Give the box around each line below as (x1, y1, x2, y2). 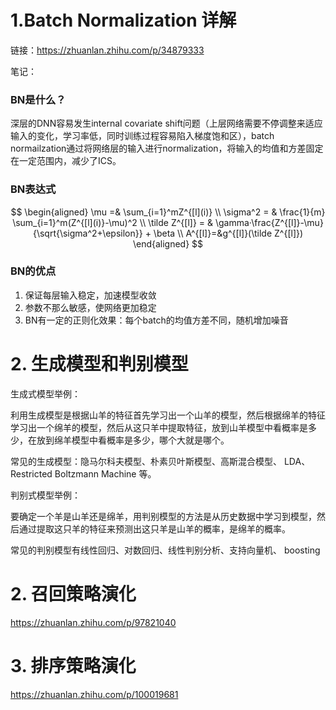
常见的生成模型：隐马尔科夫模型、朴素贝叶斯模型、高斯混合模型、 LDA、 (10, 455, 311, 467)
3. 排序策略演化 (10, 654, 137, 677)
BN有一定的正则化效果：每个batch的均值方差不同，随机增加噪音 (24, 314, 289, 326)
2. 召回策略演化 (10, 582, 137, 605)
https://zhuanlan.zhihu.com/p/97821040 (10, 616, 177, 628)
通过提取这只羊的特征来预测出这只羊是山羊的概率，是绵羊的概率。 (18, 522, 291, 535)
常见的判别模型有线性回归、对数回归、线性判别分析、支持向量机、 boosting (10, 544, 321, 556)
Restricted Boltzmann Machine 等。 (10, 467, 157, 480)
